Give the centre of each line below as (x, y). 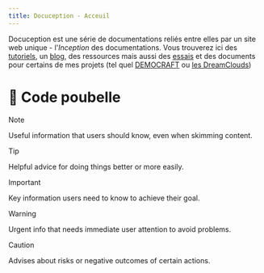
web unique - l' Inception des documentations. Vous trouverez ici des (123, 47)
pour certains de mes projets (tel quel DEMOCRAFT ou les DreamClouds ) (130, 65)
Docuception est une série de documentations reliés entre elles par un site (132, 39)
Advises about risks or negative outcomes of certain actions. (109, 260)
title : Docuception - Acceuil (59, 16)
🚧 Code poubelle (65, 97)
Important (25, 182)
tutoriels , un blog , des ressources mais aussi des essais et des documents (132, 56)
